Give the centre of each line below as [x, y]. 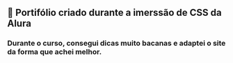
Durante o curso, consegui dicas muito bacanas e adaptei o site [116, 44]
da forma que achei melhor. [55, 52]
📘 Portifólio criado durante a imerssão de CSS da [115, 13]
